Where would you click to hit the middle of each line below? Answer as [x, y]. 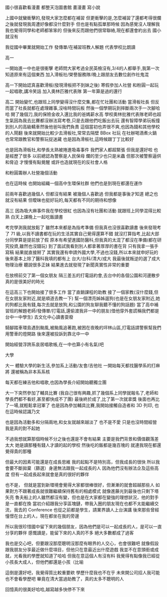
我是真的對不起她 [23, 428]
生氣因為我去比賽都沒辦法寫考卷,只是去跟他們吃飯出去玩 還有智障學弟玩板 [80, 120]
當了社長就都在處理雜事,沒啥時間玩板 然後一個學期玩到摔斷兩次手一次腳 [82, 108]
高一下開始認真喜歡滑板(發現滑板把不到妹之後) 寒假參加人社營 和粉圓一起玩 [82, 85]
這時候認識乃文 [25, 411]
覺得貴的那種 [18, 451]
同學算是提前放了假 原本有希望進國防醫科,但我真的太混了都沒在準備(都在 [83, 240]
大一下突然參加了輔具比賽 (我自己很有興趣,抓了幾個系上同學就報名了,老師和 [82, 393]
